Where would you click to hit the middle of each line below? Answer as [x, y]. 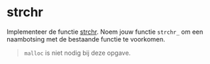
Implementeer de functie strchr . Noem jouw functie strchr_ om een [105, 32]
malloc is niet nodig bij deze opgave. [77, 53]
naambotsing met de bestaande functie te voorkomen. [86, 39]
